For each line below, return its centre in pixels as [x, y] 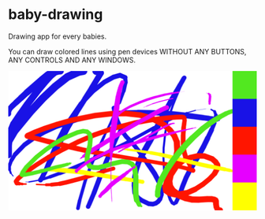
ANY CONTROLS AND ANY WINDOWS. [72, 60]
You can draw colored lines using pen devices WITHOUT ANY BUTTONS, [127, 51]
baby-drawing [56, 15]
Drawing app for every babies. [58, 36]
